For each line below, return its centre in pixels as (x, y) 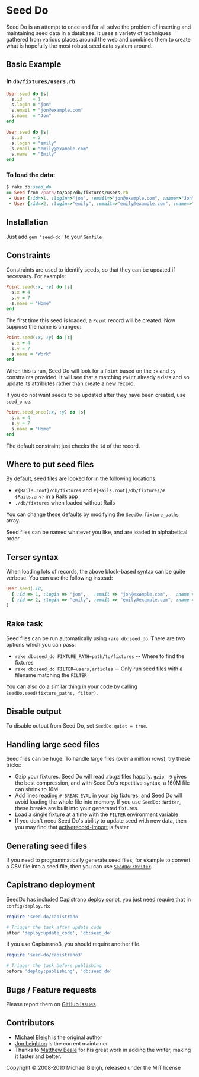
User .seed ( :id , (25, 589)
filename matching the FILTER (51, 675)
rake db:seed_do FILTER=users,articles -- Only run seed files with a (99, 669)
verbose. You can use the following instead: (60, 578)
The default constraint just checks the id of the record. (73, 446)
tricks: (14, 765)
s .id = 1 (26, 99)
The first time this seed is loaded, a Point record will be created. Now (91, 320)
